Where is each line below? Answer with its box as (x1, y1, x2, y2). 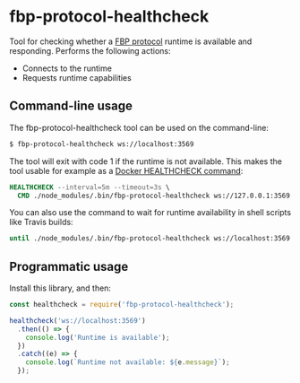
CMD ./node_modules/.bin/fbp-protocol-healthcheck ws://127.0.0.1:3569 (17, 191, 291, 200)
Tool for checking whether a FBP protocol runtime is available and (9, 36, 253, 47)
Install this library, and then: (9, 283, 112, 293)
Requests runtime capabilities (21, 72, 132, 83)
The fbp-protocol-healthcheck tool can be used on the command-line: (9, 122, 269, 133)
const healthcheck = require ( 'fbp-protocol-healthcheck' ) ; (9, 300, 235, 309)
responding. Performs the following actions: (9, 45, 171, 56)
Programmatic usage (9, 258, 129, 274)
